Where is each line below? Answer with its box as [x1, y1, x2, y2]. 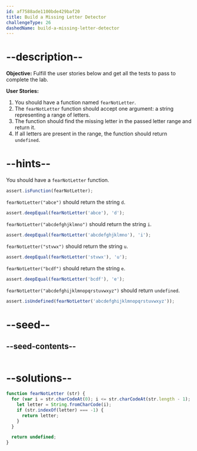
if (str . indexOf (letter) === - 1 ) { [16, 407, 104, 413]
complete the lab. [6, 76, 49, 83]
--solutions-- [6, 372, 72, 384]
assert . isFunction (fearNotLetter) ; [6, 188, 94, 194]
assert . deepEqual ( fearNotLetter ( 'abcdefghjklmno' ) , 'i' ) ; [6, 232, 151, 238]
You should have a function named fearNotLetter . [14, 99, 136, 106]
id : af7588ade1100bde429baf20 [6, 8, 81, 15]
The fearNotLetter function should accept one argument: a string [14, 105, 174, 112]
